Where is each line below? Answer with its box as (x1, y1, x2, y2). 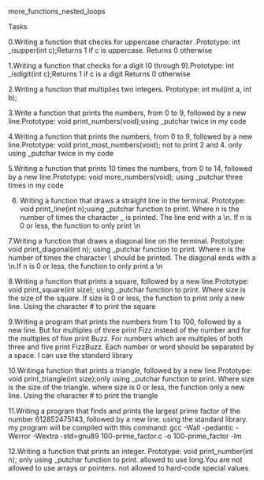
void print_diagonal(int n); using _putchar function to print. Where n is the (8, 244, 246, 254)
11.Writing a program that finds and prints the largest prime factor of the (8, 406, 241, 415)
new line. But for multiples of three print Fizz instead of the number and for (8, 326, 251, 334)
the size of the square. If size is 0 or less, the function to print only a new (8, 293, 245, 303)
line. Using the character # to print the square (8, 302, 156, 311)
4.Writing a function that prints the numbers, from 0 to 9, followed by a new (8, 132, 253, 141)
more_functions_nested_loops (8, 7, 106, 16)
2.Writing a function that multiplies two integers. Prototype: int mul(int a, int (8, 84, 252, 94)
